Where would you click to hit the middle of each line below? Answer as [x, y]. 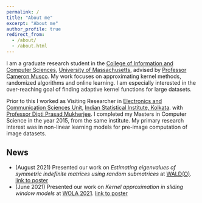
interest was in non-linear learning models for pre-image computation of [97, 127]
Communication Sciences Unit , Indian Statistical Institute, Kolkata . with [95, 107]
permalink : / [23, 12]
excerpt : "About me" [33, 23]
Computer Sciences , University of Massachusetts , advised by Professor [96, 69]
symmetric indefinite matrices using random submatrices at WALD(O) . [103, 174]
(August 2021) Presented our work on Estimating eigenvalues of [96, 167]
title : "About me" [30, 18]
